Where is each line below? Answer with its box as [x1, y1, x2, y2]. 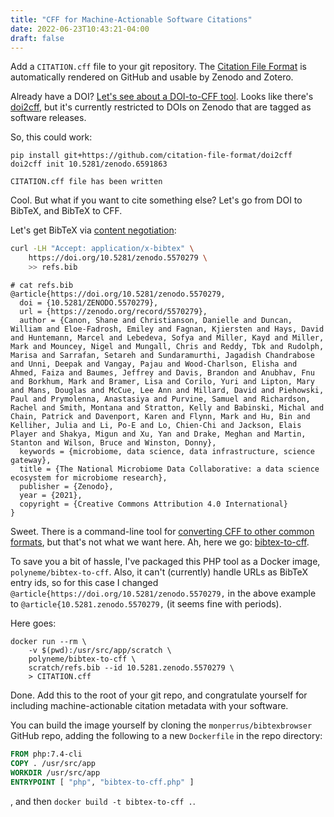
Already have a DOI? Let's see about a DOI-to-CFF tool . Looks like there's [10, 91, 314, 103]
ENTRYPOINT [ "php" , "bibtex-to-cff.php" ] [10, 777, 195, 787]
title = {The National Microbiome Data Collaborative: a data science [19, 464, 320, 474]
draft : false [10, 33, 65, 43]
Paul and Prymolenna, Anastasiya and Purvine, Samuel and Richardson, [10, 394, 311, 404]
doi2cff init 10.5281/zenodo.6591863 [10, 159, 168, 170]
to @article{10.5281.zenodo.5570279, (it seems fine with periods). [10, 598, 282, 610]
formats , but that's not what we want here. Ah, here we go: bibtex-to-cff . [10, 536, 310, 548]
